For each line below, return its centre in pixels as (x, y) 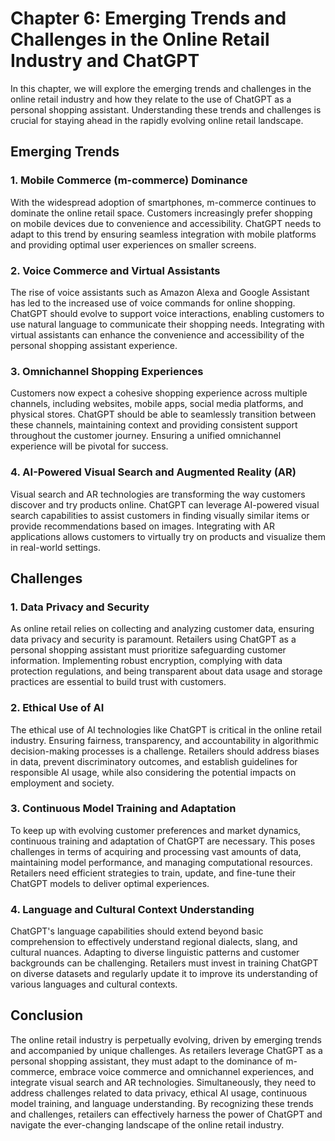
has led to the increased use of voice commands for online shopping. (153, 303)
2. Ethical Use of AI (57, 708)
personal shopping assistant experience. (94, 345)
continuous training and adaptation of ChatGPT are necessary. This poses (163, 841)
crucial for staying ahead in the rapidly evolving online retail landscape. (157, 120)
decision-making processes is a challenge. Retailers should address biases (165, 751)
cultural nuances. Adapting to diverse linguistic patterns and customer (155, 953)
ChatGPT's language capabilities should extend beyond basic (137, 931)
